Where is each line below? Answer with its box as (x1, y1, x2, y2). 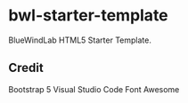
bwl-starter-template (8, 5, 168, 26)
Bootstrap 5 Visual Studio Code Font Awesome (8, 83, 180, 94)
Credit (8, 60, 44, 75)
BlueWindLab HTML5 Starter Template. (8, 35, 152, 45)
